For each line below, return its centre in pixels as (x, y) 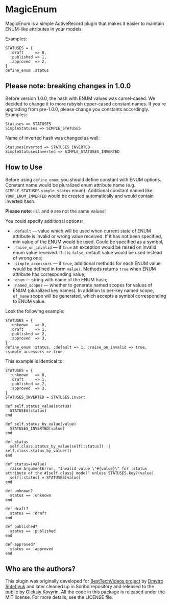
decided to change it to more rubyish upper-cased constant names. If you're (86, 103)
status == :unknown (31, 495)
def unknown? (19, 491)
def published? (21, 527)
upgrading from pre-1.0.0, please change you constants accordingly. (77, 109)
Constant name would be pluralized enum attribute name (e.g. (70, 185)
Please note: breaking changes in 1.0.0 (68, 86)
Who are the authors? (40, 569)
